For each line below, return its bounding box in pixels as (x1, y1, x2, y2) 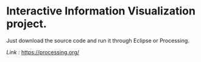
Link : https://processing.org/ (6, 48, 80, 55)
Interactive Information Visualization (6, 4, 196, 18)
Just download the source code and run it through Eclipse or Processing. (6, 37, 190, 44)
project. (6, 17, 47, 31)
